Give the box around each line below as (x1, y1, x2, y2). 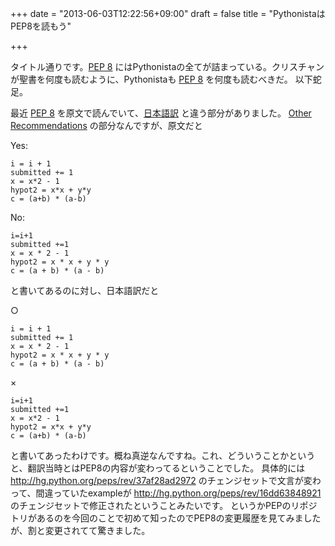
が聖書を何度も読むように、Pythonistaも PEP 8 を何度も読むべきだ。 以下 (10, 73, 313, 85)
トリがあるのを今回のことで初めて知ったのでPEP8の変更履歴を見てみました (10, 512, 322, 524)
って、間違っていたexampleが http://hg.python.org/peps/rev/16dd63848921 (10, 487, 322, 499)
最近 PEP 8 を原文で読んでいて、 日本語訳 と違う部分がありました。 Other (10, 107, 312, 119)
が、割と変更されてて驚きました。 (10, 525, 151, 536)
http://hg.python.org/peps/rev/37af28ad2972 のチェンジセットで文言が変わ (10, 475, 322, 486)
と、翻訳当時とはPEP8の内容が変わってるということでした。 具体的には (10, 462, 306, 474)
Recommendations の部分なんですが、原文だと (10, 120, 203, 131)
